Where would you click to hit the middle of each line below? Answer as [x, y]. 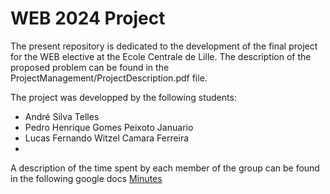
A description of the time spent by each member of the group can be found [165, 168]
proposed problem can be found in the [90, 67]
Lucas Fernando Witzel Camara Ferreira [107, 138]
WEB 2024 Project [88, 18]
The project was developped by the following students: [123, 97]
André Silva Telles [62, 116]
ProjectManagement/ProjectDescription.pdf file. [109, 78]
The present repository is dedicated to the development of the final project [164, 46]
